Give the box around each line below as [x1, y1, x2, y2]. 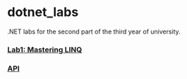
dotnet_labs [7, 4, 79, 20]
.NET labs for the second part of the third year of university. [7, 27, 181, 36]
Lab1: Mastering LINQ [7, 45, 83, 55]
